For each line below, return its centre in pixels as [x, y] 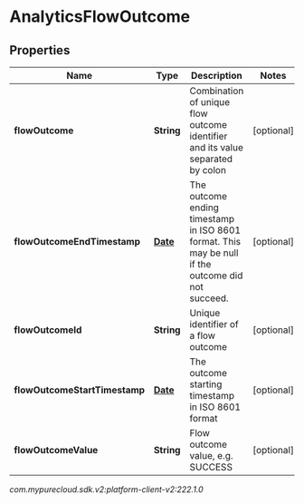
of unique [210, 102]
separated [211, 159]
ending [204, 208]
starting [206, 384]
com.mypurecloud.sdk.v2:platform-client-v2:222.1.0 [106, 489]
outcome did [216, 276]
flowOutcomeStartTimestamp [80, 390]
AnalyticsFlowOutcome [100, 17]
